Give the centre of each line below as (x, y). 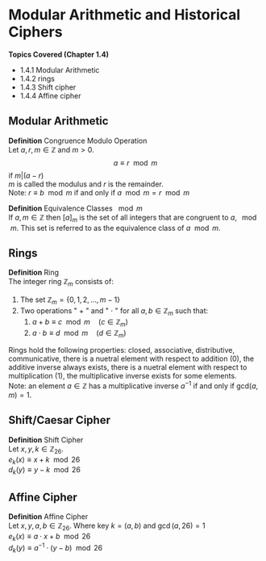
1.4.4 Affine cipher (51, 95)
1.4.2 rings (37, 78)
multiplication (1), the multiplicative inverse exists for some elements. (123, 376)
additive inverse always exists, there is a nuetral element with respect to (128, 367)
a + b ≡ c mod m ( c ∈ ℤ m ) (80, 322)
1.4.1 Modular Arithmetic (60, 69)
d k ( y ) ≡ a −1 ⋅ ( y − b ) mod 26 (56, 548)
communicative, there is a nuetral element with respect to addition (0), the (131, 359)
